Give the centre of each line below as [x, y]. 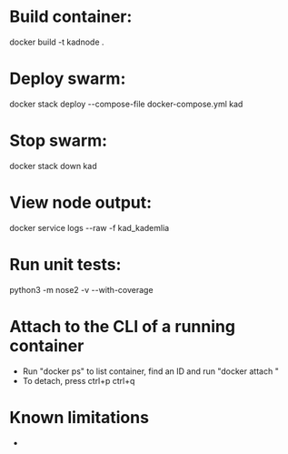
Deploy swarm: [68, 79]
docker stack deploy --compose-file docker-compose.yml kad [126, 104]
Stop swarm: [58, 141]
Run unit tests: [65, 264]
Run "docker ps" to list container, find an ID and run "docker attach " [150, 371]
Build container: [71, 17]
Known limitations [79, 417]
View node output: [81, 203]
